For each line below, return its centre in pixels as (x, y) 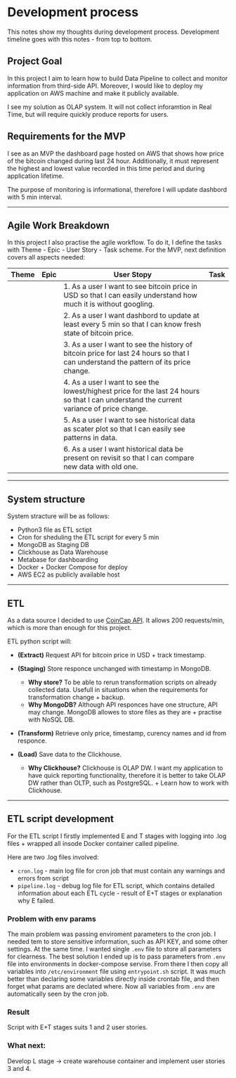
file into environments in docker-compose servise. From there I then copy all (118, 964)
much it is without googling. (109, 304)
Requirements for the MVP (67, 137)
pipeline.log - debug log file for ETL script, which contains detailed (116, 885)
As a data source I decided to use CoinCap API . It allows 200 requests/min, (116, 620)
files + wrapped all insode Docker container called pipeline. (93, 843)
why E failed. (36, 900)
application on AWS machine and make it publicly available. (93, 93)
